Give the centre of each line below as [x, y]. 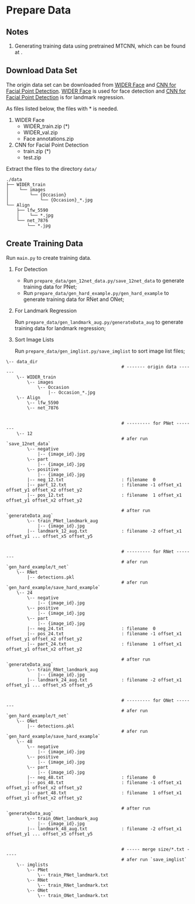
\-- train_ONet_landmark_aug [63, 818]
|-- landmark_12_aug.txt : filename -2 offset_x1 [105, 531]
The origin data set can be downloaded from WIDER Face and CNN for [91, 84]
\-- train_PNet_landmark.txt [73, 875]
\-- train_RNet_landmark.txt [73, 885]
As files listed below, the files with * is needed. [62, 109]
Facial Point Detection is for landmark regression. [65, 97]
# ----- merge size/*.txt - [156, 849]
